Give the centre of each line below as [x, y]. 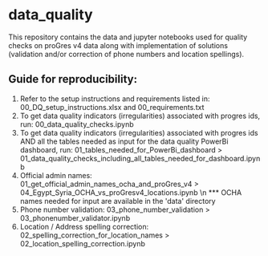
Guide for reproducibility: [73, 79]
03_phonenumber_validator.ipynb [75, 217]
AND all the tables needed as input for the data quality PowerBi [124, 141]
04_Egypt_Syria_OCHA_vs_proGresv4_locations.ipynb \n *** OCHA [131, 192]
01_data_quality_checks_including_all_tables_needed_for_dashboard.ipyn [140, 158]
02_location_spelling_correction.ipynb [83, 243]
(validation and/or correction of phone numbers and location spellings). [126, 54]
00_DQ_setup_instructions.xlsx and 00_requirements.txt [112, 107]
